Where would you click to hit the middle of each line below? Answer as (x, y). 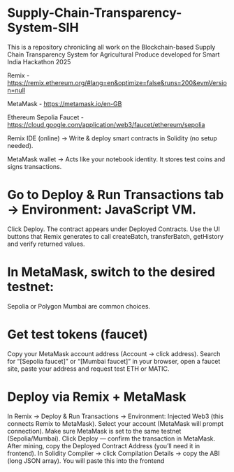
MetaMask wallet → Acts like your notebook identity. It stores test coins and (116, 159)
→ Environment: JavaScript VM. (102, 210)
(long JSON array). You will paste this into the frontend (86, 460)
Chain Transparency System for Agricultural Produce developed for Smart (114, 54)
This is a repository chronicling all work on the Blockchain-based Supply (111, 47)
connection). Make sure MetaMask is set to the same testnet (94, 431)
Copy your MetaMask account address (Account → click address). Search (114, 353)
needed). (20, 145)
